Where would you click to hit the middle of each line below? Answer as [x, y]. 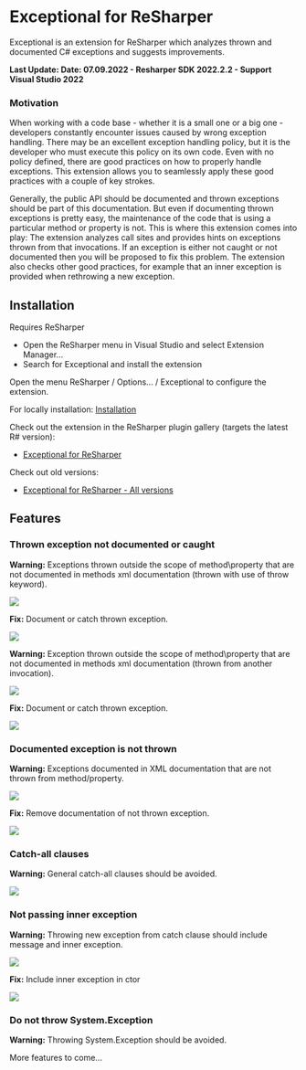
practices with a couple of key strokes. [82, 181]
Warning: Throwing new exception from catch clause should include [138, 935]
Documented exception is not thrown [93, 748]
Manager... [43, 355]
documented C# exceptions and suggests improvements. [117, 51]
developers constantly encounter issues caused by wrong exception [138, 132]
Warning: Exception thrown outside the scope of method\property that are [150, 653]
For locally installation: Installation [73, 409]
